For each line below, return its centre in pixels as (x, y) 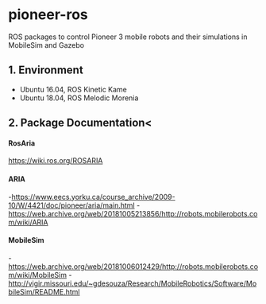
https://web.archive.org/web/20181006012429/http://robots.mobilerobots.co (133, 266)
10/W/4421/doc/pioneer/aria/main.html (71, 205)
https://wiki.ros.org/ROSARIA (56, 161)
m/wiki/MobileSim (38, 275)
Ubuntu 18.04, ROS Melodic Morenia (79, 98)
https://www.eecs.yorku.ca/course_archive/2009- (94, 197)
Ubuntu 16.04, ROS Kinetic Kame (73, 89)
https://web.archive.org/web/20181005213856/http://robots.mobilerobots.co (133, 213)
